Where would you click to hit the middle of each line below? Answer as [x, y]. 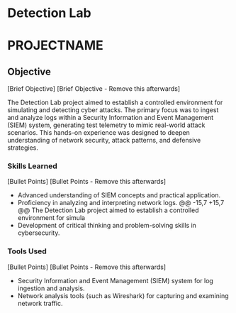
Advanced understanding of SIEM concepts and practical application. [119, 195]
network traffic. [40, 303]
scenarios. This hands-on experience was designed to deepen [99, 133]
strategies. [23, 148]
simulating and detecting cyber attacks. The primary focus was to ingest [113, 110]
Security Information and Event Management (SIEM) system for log [116, 280]
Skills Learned [33, 166]
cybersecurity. [39, 233]
